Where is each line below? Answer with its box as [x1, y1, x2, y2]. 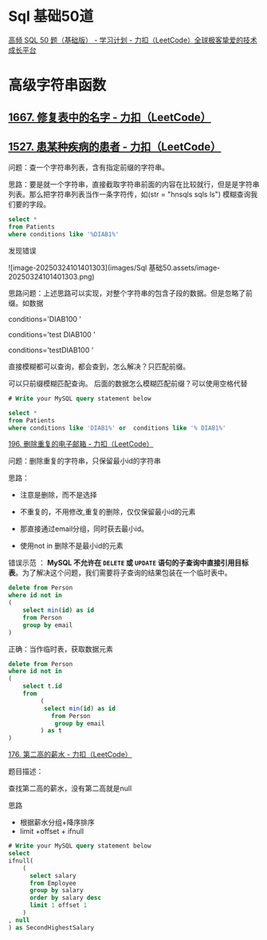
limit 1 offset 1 [29, 902, 88, 910]
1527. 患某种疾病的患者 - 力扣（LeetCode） [8, 140, 222, 153]
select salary [29, 871, 77, 879]
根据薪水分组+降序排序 [19, 818, 96, 827]
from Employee [29, 879, 77, 887]
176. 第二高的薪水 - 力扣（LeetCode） [8, 750, 133, 760]
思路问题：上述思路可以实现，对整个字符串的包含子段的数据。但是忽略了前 [8, 288, 253, 298]
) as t [40, 727, 62, 735]
